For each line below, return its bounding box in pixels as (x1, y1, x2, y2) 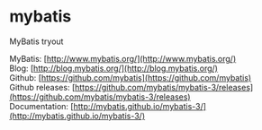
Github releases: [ (9, 82, 76, 92)
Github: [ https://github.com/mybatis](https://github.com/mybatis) (9, 72, 252, 82)
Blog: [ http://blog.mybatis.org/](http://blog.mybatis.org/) (9, 63, 219, 74)
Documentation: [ (9, 100, 74, 111)
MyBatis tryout (9, 36, 64, 47)
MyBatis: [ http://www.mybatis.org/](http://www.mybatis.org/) (9, 53, 237, 64)
